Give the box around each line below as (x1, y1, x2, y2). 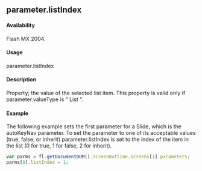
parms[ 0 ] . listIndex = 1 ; (6, 160, 69, 166)
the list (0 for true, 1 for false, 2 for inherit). (6, 142, 112, 149)
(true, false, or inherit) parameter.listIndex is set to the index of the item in (6, 135, 189, 143)
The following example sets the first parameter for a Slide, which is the (6, 123, 182, 130)
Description (6, 76, 37, 83)
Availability (6, 21, 35, 29)
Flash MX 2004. (6, 35, 46, 42)
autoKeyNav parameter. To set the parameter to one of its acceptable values (6, 129, 196, 137)
